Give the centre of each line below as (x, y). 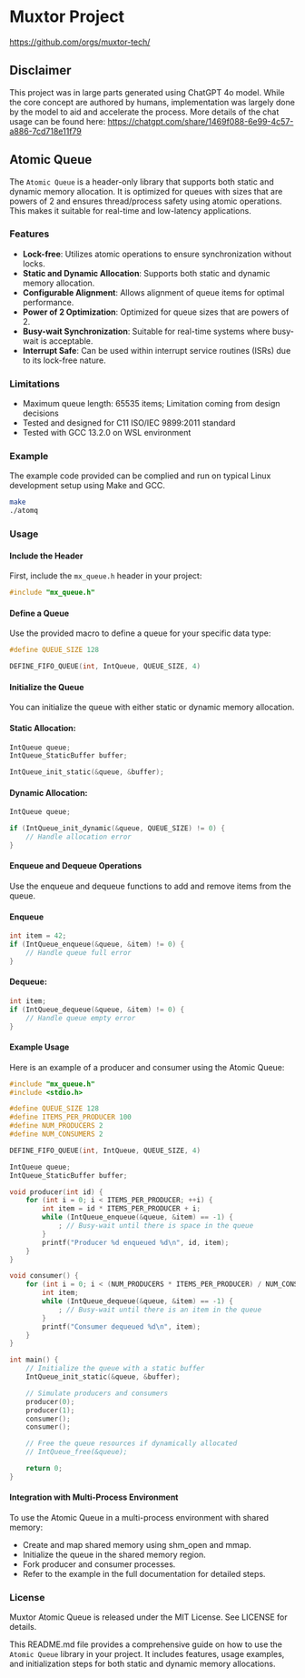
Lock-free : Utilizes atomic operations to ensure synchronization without (157, 254)
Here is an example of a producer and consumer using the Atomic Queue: (147, 1067)
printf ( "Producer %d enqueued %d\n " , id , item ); (136, 1242)
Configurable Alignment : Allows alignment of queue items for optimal (153, 292)
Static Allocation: (43, 728)
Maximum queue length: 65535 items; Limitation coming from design (151, 404)
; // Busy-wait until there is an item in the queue (159, 1310)
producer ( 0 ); (50, 1402)
